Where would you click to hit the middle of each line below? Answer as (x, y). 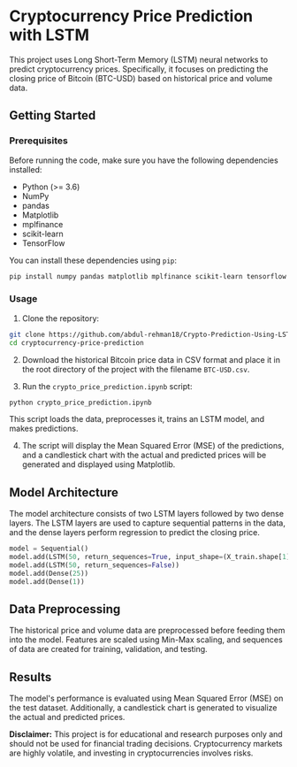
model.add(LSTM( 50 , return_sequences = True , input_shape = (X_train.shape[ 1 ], (152, 557)
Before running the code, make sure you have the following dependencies (144, 160)
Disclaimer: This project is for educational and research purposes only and (146, 734)
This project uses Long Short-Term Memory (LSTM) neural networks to (138, 59)
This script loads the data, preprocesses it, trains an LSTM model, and (137, 419)
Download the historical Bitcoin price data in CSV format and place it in (151, 359)
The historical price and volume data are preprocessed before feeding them (147, 631)
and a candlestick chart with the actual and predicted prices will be (144, 455)
